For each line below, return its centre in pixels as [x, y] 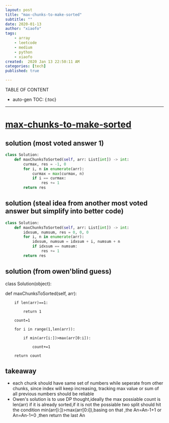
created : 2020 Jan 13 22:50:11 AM [43, 62]
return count [28, 356]
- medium [23, 47]
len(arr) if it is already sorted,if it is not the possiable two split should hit [87, 405]
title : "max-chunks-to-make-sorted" [44, 15]
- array [22, 38]
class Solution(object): [28, 284]
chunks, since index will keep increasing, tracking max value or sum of [86, 389]
